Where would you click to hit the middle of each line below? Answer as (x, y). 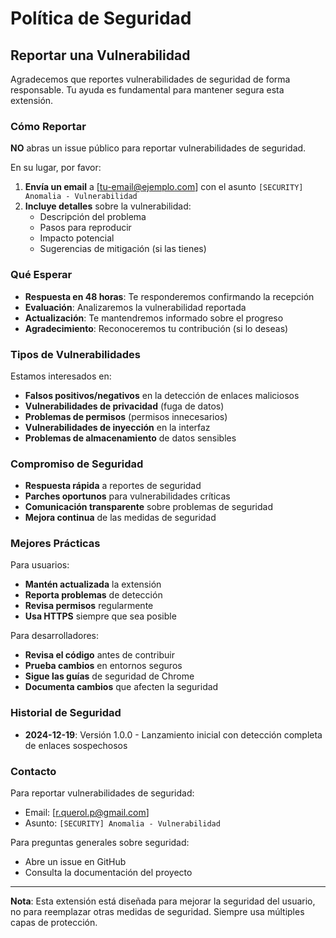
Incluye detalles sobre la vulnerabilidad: (108, 206)
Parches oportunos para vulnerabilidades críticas (127, 496)
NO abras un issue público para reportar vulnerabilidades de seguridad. (158, 148)
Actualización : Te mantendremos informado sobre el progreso (154, 318)
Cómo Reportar (48, 126)
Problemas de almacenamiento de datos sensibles (130, 438)
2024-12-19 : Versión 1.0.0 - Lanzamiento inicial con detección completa (173, 734)
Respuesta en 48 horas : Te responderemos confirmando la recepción (169, 296)
